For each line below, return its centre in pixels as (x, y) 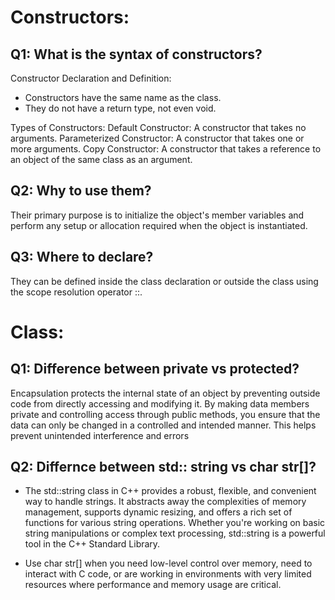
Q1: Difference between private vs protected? (155, 369)
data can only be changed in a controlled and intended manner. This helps (163, 425)
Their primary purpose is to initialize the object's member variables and (157, 215)
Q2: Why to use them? (81, 191)
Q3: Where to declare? (82, 257)
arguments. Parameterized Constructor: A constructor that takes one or (157, 138)
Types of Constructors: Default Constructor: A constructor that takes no (158, 127)
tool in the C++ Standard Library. (92, 544)
